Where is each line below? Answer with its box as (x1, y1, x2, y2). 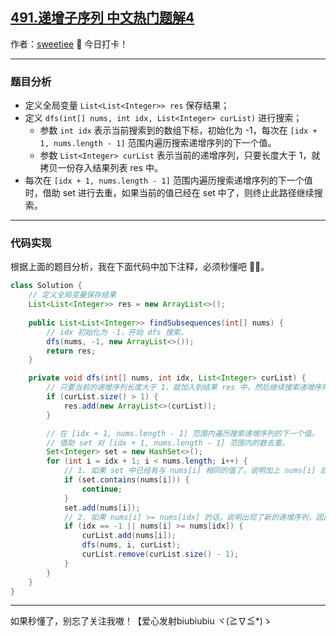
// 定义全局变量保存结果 (28, 290, 117, 300)
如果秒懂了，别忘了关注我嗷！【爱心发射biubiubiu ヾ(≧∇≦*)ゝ (10, 615, 272, 627)
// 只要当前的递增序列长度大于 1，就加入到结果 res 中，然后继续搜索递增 (46, 383, 315, 393)
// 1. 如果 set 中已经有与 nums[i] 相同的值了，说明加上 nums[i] (63, 466, 317, 476)
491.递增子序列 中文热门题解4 (10, 9, 195, 27)
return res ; (46, 346, 97, 356)
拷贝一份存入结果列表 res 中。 (39, 162, 164, 174)
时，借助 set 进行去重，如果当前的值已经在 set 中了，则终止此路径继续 (24, 187, 315, 199)
